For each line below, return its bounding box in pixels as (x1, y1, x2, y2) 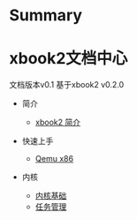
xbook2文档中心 (9, 49, 128, 69)
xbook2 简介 (34, 117, 81, 128)
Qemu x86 (34, 154, 73, 164)
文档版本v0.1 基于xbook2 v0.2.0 (9, 80, 125, 90)
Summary (9, 5, 82, 26)
